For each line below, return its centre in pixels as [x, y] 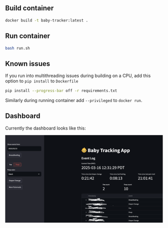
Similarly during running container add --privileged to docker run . [74, 100]
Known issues [28, 64]
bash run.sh [17, 48]
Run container [28, 36]
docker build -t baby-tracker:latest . [47, 20]
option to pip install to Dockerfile [42, 81]
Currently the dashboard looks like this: [45, 128]
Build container [29, 8]
